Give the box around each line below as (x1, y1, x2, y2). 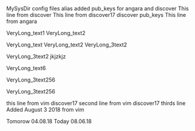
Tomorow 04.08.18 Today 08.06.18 (6, 118, 92, 125)
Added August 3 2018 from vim (6, 106, 84, 113)
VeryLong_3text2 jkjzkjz (6, 53, 66, 60)
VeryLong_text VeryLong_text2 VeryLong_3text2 (6, 41, 128, 48)
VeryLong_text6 (6, 65, 46, 72)
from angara (6, 18, 38, 25)
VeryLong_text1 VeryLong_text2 (6, 30, 86, 37)
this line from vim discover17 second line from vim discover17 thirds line (6, 100, 186, 107)
